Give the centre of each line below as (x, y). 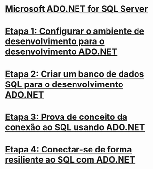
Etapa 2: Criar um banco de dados (75, 74)
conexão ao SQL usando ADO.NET (75, 127)
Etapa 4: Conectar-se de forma (69, 149)
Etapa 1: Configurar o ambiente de (75, 31)
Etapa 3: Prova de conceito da (66, 117)
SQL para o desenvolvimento (64, 84)
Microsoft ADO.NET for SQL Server (76, 9)
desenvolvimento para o (55, 42)
